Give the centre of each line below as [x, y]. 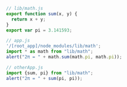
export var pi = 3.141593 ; [39, 30]
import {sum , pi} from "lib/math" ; [50, 73]
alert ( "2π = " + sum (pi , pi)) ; [44, 78]
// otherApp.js [25, 67]
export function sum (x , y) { [42, 14]
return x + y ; [29, 19]
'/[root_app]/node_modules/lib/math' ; [54, 46]
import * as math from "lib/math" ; [50, 52]
